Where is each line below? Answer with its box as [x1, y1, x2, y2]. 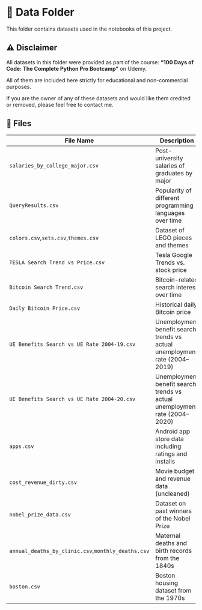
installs [155, 457, 176, 465]
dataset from [155, 586, 192, 594]
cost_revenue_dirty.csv [9, 479, 78, 486]
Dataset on [155, 499, 186, 507]
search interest [155, 283, 198, 291]
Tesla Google [155, 250, 192, 259]
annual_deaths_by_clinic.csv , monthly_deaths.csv [9, 546, 150, 555]
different [155, 193, 180, 202]
